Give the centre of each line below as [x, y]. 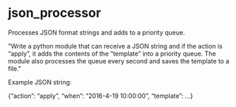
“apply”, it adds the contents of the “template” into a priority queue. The [112, 53]
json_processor [55, 13]
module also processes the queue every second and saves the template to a [119, 61]
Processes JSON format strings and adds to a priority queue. [97, 32]
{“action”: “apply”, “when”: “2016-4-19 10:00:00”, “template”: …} [100, 96]
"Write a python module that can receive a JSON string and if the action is [115, 46]
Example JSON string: [40, 82]
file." [15, 68]
